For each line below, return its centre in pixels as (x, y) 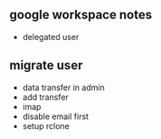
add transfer (46, 97)
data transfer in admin (64, 87)
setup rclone (46, 125)
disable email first (55, 116)
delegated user (51, 36)
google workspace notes (80, 15)
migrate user (46, 66)
